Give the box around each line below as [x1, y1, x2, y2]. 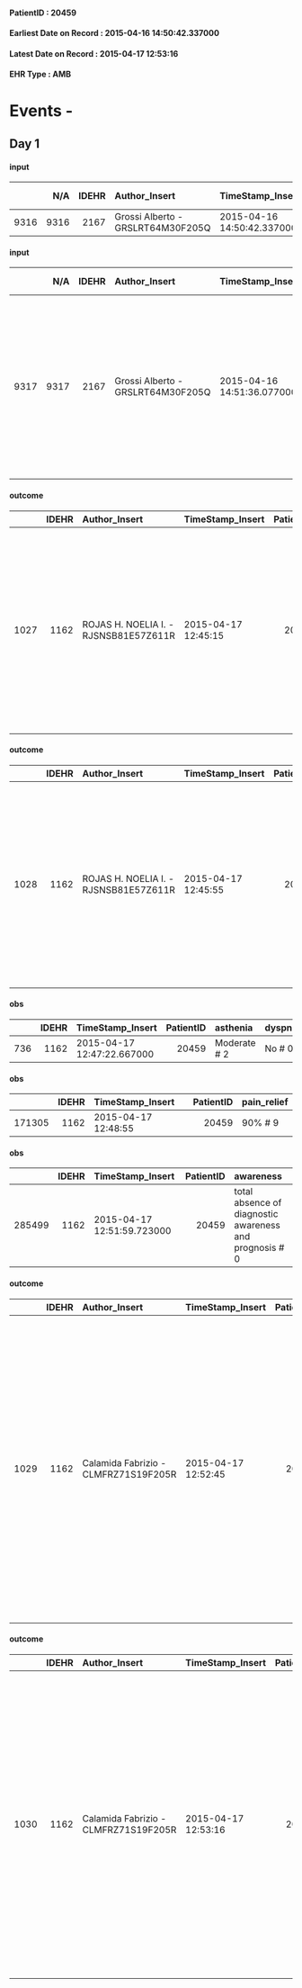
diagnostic [234, 1208, 279, 1220]
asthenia [214, 1021, 253, 1034]
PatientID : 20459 [9, 7, 77, 18]
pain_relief [241, 1096, 289, 1109]
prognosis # [234, 1242, 285, 1255]
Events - [9, 100, 74, 121]
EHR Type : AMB [9, 68, 72, 80]
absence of [234, 1197, 282, 1210]
